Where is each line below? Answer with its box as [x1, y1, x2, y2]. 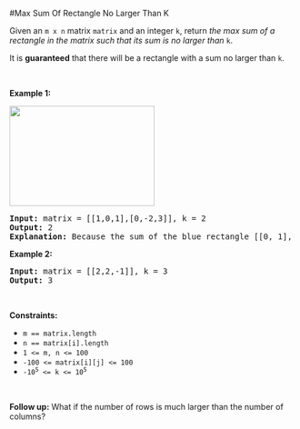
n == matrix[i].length [22, 339, 109, 348]
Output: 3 [9, 275, 53, 285]
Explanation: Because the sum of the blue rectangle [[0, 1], [9, 232, 293, 242]
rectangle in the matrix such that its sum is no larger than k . [9, 35, 234, 45]
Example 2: [9, 249, 53, 259]
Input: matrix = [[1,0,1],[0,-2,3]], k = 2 [9, 214, 206, 224]
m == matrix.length [22, 329, 97, 338]
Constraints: [9, 310, 58, 321]
